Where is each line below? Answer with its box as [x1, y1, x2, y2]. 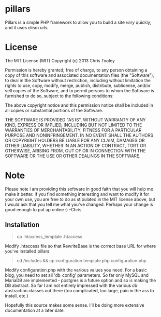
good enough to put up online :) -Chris [5, 206, 82, 212]
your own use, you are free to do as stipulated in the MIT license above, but [5, 196, 156, 202]
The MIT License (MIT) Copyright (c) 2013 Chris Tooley [5, 57, 115, 64]
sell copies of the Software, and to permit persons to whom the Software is [5, 87, 155, 93]
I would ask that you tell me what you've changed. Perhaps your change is [5, 201, 153, 207]
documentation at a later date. [5, 307, 65, 313]
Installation [5, 221, 40, 229]
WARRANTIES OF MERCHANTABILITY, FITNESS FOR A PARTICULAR [5, 127, 142, 133]
